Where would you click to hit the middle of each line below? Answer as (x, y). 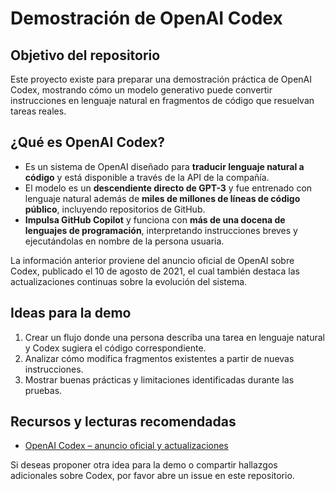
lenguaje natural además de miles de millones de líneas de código (162, 198)
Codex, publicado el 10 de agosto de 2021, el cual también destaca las (155, 271)
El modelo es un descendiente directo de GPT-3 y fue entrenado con (168, 188)
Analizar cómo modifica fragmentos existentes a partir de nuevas (159, 358)
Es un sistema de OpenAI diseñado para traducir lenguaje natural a (164, 166)
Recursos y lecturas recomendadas (123, 422)
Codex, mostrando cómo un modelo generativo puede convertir (141, 90)
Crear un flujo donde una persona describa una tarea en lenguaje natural (174, 337)
